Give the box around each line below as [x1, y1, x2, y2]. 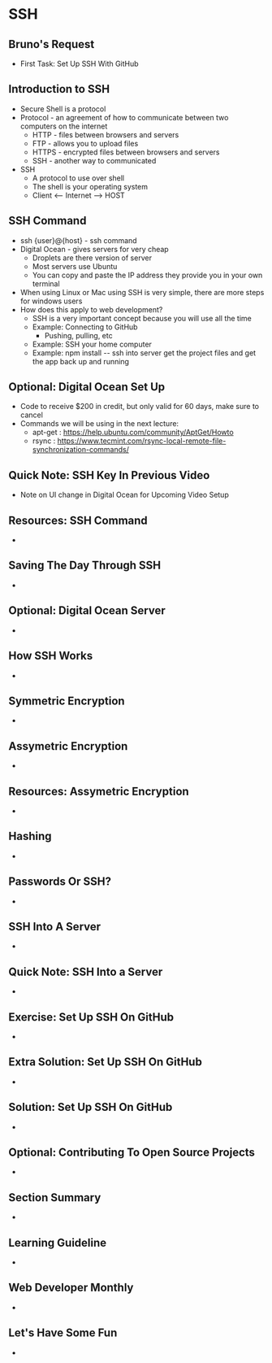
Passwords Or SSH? [8, 875, 112, 889]
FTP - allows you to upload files [32, 138, 139, 148]
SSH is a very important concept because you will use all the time [32, 313, 252, 323]
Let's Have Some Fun [8, 1326, 118, 1340]
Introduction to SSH [8, 82, 110, 96]
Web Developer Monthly [8, 1281, 134, 1295]
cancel [19, 410, 43, 420]
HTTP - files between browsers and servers [32, 129, 179, 139]
